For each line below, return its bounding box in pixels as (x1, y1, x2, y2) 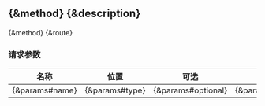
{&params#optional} (153, 85, 227, 96)
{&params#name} (12, 85, 77, 96)
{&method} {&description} (8, 7, 141, 20)
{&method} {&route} (8, 27, 73, 37)
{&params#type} (84, 85, 146, 96)
